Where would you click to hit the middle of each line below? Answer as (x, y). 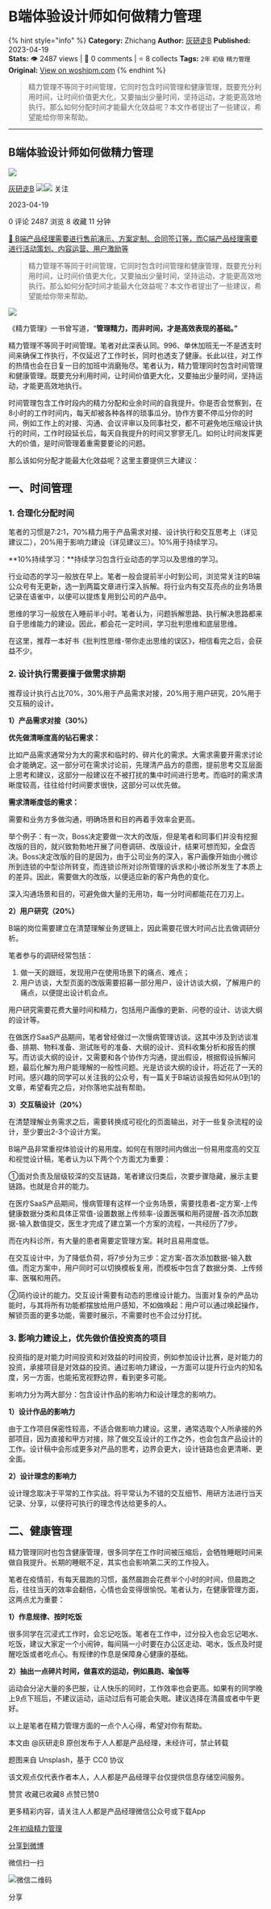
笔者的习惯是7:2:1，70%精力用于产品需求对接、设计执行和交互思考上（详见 (133, 532)
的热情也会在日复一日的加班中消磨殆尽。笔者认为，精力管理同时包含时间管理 (135, 365)
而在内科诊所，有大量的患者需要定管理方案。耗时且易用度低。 (111, 1240)
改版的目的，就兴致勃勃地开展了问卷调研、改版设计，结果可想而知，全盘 (128, 846)
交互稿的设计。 (33, 703)
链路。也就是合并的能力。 (51, 1186)
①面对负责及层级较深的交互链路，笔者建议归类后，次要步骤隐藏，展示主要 (133, 1176)
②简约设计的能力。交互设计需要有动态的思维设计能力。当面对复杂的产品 (130, 1294)
